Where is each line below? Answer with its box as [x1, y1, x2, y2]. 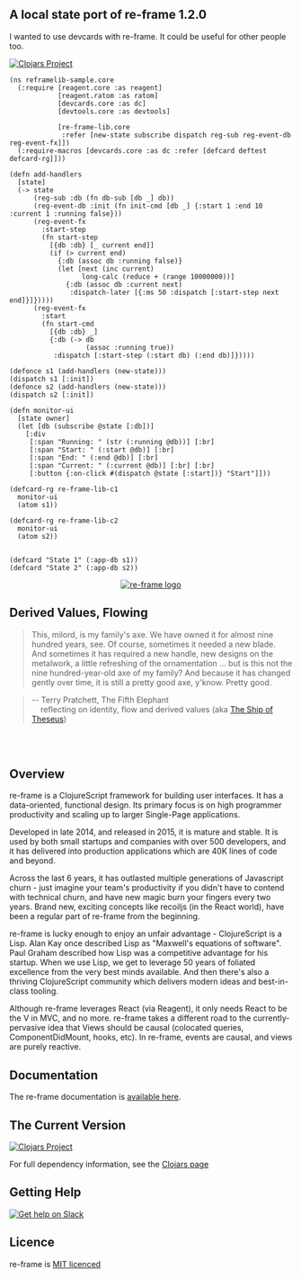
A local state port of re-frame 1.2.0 [9, 7, 207, 22]
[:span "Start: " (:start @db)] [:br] [29, 445, 175, 454]
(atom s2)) [17, 532, 58, 541]
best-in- [258, 976, 289, 988]
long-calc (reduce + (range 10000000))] [81, 272, 235, 282]
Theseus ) [31, 713, 67, 724]
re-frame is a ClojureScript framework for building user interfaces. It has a [9, 791, 284, 801]
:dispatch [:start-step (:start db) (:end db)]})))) [53, 351, 255, 360]
